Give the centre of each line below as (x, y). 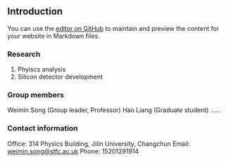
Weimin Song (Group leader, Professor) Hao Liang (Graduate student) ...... (114, 110)
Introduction (35, 12)
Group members (36, 95)
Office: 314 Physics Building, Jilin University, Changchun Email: (99, 144)
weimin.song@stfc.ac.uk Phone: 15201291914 (73, 151)
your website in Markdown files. (53, 36)
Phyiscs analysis (42, 69)
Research (24, 54)
